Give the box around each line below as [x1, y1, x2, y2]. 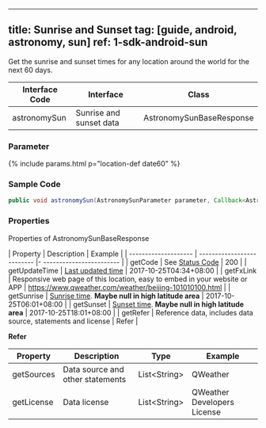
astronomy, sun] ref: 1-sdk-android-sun [8, 36, 208, 49]
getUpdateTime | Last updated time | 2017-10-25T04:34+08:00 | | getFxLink [8, 266, 257, 275]
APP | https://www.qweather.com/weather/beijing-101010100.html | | [8, 282, 231, 292]
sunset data [75, 117, 120, 128]
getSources [12, 369, 55, 380]
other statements [63, 373, 127, 384]
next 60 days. [8, 65, 53, 75]
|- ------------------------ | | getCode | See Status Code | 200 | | [35, 257, 247, 266]
